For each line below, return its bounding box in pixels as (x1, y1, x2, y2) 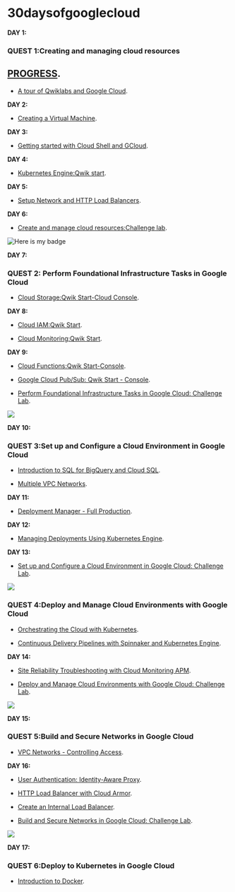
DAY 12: (7, 521, 30, 529)
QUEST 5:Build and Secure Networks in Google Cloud (7, 732, 194, 742)
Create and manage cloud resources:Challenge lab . (17, 223, 167, 232)
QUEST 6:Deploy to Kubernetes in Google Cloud (7, 860, 175, 870)
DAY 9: (7, 347, 28, 356)
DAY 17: (7, 843, 30, 852)
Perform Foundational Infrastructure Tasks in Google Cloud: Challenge (17, 388, 222, 397)
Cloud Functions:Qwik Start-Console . (17, 362, 126, 370)
